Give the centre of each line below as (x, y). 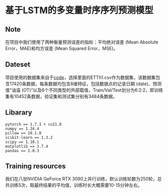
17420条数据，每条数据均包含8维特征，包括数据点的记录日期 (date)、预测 (86, 83)
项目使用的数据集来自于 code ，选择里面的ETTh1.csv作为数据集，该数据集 (80, 77)
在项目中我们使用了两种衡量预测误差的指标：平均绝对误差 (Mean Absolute (82, 42)
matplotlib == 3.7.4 (27, 146)
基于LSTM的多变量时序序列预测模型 (79, 10)
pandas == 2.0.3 (22, 151)
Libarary (19, 112)
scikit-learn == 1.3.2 (29, 137)
